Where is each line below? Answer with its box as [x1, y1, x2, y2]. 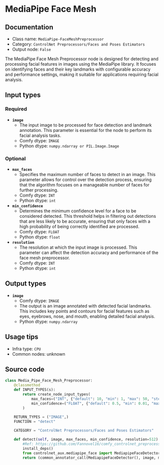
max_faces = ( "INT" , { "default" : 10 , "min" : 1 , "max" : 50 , [31, 396, 150, 401]
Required [5, 105, 27, 112]
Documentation [5, 23, 54, 31]
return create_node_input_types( [22, 392, 91, 397]
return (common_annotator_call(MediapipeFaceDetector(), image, [22, 455, 156, 460]
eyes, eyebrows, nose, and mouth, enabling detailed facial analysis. [19, 313, 155, 319]
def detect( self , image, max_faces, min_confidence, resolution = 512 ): [14, 437, 161, 442]
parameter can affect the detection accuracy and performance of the [19, 249, 159, 256]
